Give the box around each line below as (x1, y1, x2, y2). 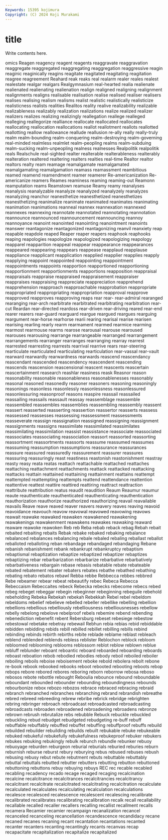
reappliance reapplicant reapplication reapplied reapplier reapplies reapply (5, 252, 159, 258)
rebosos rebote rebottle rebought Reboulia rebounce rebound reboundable (5, 674, 160, 680)
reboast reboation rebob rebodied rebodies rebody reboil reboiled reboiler (5, 653, 158, 659)
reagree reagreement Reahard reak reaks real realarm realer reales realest (5, 76, 159, 82)
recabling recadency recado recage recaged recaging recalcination (5, 770, 145, 777)
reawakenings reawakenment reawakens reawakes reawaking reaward (5, 519, 152, 525)
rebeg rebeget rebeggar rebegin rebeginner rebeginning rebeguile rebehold (5, 589, 162, 595)
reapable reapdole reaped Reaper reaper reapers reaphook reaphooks (5, 231, 151, 237)
